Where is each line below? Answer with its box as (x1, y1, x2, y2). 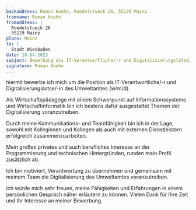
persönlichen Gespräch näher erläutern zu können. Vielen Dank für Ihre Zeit (6, 191, 188, 198)
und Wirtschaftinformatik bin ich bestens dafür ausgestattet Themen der (6, 103, 180, 110)
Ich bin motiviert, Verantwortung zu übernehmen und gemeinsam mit (6, 167, 172, 174)
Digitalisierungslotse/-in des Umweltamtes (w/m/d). (6, 85, 130, 92)
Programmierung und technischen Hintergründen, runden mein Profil (6, 150, 171, 157)
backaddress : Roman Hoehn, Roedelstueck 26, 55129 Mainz (6, 8, 148, 15)
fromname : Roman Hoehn (6, 14, 61, 20)
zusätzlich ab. (6, 156, 40, 163)
